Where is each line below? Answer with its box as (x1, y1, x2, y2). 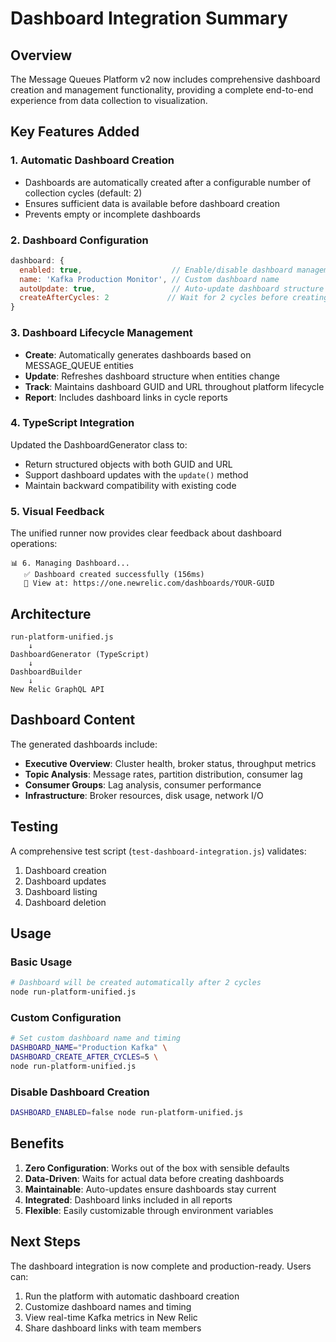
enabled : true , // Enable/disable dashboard (19, 265, 293, 275)
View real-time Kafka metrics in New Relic (24, 1311, 198, 1323)
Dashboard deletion (24, 896, 107, 908)
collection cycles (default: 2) (24, 187, 143, 199)
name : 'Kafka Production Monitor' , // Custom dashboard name (19, 274, 280, 284)
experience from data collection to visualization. (10, 95, 208, 106)
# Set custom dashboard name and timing (10, 1033, 182, 1044)
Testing (10, 818, 59, 836)
